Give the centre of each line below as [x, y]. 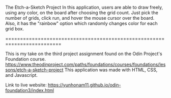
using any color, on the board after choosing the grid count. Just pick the [82, 13]
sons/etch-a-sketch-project [34, 70]
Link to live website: [26, 85]
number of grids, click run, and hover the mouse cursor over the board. [80, 18]
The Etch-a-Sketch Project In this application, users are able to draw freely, [84, 7]
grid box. [15, 29]
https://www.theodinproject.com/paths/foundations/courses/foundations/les [85, 64]
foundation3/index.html [30, 90]
